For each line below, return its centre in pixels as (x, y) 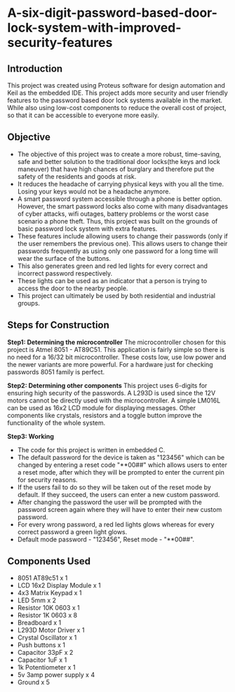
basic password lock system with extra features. (87, 229)
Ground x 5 (34, 682)
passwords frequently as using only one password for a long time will (118, 251)
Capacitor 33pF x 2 (45, 653)
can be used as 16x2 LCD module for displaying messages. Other (102, 407)
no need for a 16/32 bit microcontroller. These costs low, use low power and (117, 357)
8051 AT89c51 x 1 (42, 578)
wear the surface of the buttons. (64, 258)
